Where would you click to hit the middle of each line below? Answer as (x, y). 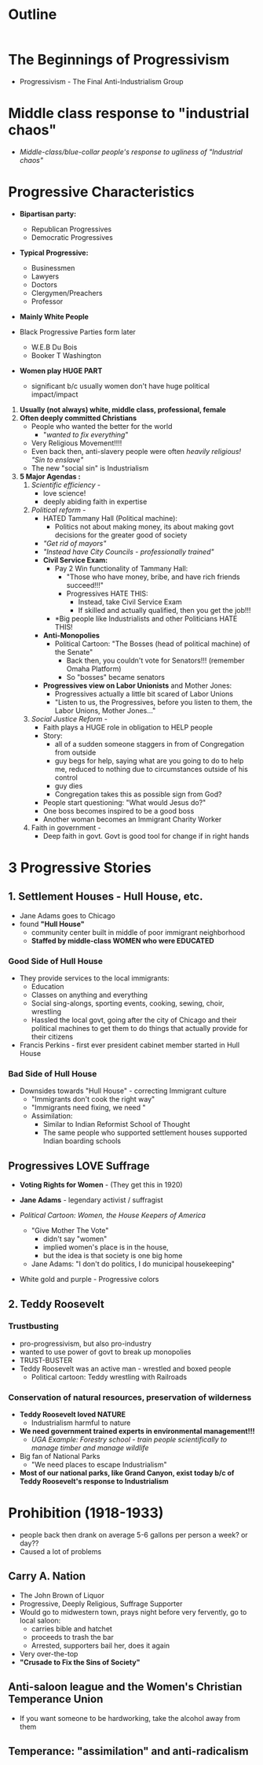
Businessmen (53, 268)
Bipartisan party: (48, 213)
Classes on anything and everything (89, 995)
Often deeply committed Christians (78, 418)
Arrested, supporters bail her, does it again (100, 1645)
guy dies (69, 785)
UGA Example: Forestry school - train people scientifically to (129, 1440)
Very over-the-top (49, 1653)
